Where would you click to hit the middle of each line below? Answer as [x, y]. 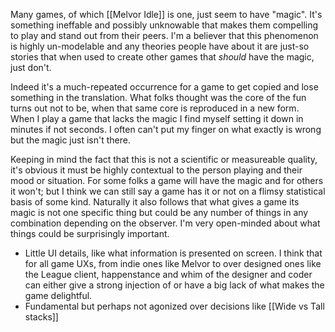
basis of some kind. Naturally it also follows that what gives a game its [155, 202]
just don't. [31, 67]
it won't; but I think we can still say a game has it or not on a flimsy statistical [168, 191]
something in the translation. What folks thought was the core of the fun [158, 97]
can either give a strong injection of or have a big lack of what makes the [174, 285]
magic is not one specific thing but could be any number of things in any [159, 212]
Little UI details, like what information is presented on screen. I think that [173, 253]
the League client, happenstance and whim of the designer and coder [168, 274]
